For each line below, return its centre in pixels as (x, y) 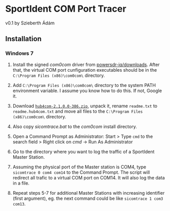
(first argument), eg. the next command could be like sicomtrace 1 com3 (88, 198)
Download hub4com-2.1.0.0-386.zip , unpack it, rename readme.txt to (85, 106)
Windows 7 (20, 53)
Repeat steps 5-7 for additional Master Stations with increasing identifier (89, 193)
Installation (23, 39)
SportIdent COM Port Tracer (66, 9)
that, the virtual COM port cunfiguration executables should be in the (85, 70)
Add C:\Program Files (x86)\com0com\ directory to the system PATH (84, 85)
